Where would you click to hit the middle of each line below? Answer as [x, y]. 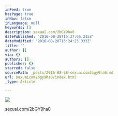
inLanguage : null [22, 23]
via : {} [13, 55]
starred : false [20, 68]
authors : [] [17, 59]
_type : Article [20, 82]
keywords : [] [18, 28]
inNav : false [18, 18]
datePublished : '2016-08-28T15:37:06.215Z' [50, 37]
